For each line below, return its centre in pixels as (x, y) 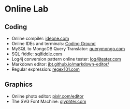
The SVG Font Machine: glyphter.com (49, 101)
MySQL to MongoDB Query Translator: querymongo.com (68, 49)
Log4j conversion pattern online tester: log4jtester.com (66, 59)
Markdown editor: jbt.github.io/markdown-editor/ (60, 64)
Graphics (19, 85)
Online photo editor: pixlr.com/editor (48, 96)
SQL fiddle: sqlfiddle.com (37, 54)
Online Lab (27, 9)
